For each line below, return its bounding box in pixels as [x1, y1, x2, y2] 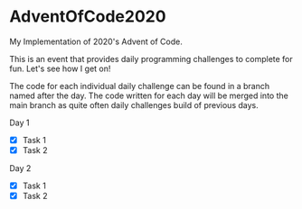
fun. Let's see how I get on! [9, 63, 111, 74]
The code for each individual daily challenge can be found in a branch [9, 80, 270, 91]
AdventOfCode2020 [9, 6, 166, 27]
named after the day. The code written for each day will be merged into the [9, 90, 289, 101]
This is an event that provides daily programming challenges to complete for [9, 53, 294, 64]
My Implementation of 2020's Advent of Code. [9, 36, 183, 47]
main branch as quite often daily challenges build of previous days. [9, 99, 260, 110]
